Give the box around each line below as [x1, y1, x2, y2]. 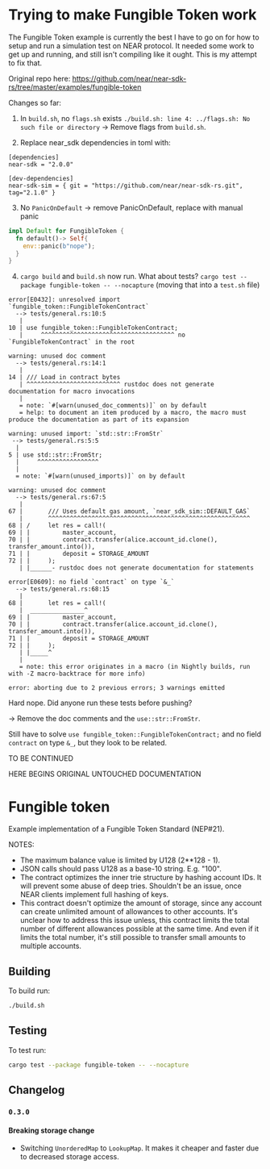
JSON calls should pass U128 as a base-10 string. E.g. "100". [19, 864, 222, 874]
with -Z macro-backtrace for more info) [8, 670, 147, 678]
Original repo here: [8, 73, 71, 83]
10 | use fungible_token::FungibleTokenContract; [8, 324, 179, 332]
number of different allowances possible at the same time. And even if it [19, 924, 260, 933]
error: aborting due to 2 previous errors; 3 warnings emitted [8, 684, 226, 692]
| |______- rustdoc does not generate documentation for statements [19, 564, 254, 572]
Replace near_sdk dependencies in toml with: [19, 137, 171, 147]
